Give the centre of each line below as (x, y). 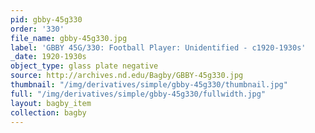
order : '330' (37, 29)
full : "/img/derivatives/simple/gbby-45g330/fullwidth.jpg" (138, 94)
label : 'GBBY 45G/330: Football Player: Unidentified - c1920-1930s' (158, 47)
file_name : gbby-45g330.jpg (69, 38)
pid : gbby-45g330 (46, 19)
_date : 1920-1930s (48, 57)
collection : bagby (48, 112)
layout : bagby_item (51, 103)
